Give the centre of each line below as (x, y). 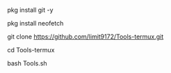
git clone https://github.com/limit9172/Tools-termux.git (85, 36)
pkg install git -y (30, 10)
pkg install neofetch (35, 23)
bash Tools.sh (27, 63)
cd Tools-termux (31, 50)
